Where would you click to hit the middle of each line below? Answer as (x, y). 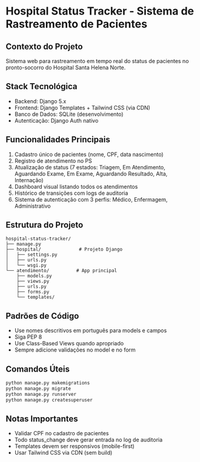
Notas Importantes (42, 419)
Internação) (29, 180)
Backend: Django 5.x (40, 101)
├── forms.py (33, 292)
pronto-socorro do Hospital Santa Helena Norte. (66, 67)
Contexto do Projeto (44, 46)
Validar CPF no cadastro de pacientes (62, 433)
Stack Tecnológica (42, 87)
